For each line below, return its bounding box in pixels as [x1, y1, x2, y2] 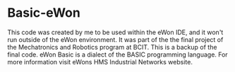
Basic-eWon [7, 5, 81, 21]
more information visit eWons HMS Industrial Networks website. [7, 57, 193, 66]
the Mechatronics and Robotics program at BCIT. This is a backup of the [7, 43, 217, 51]
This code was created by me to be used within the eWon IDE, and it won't [7, 28, 224, 36]
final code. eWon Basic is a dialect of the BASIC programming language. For [7, 50, 228, 59]
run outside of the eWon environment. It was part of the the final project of [7, 35, 224, 43]
